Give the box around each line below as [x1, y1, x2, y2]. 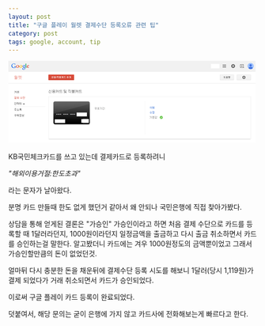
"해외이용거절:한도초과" [8, 169, 81, 178]
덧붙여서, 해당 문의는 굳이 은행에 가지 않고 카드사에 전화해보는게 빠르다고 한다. [8, 309, 249, 319]
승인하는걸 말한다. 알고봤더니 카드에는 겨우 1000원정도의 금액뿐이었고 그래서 [16, 239, 252, 248]
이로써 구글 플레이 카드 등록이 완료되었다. [8, 293, 135, 302]
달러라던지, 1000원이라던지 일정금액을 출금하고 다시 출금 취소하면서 [34, 229, 243, 239]
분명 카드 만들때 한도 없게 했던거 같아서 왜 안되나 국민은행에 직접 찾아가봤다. [8, 203, 243, 212]
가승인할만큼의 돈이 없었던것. [8, 249, 97, 259]
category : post [8, 29, 59, 37]
